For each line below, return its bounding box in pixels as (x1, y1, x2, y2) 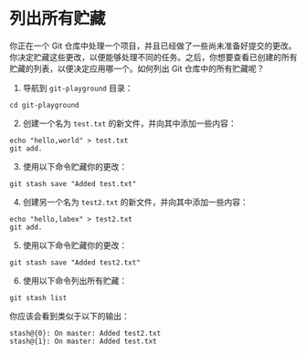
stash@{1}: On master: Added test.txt (9, 337, 157, 346)
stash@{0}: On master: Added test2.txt (9, 328, 162, 338)
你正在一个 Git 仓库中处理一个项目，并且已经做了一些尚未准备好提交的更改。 (9, 40, 297, 51)
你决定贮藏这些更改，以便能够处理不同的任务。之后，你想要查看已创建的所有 (9, 51, 298, 62)
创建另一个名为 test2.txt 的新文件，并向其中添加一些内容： (22, 196, 249, 207)
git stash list (9, 293, 68, 302)
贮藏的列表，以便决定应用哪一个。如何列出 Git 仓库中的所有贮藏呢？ (9, 63, 265, 74)
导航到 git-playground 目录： (22, 82, 133, 93)
